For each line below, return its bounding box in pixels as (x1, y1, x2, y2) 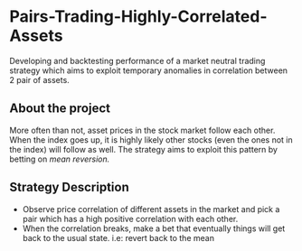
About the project (9, 101, 111, 116)
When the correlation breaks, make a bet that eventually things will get (22, 223, 286, 234)
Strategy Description (9, 180, 129, 195)
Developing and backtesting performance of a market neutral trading (9, 55, 266, 66)
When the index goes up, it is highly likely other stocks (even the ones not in (9, 134, 293, 145)
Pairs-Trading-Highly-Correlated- (9, 6, 268, 27)
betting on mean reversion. (9, 153, 110, 164)
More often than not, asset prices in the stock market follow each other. (9, 125, 276, 135)
